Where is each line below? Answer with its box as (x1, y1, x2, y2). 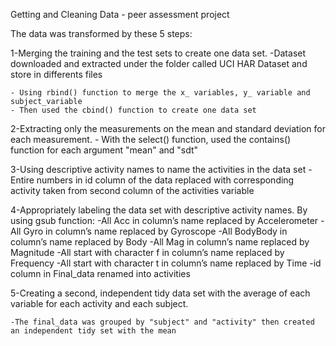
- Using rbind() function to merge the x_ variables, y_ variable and (10, 88, 311, 98)
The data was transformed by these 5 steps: (10, 28, 193, 39)
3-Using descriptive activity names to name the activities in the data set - (10, 164, 313, 175)
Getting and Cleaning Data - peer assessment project (10, 9, 230, 20)
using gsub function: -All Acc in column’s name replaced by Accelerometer (10, 215, 319, 226)
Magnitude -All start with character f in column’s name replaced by (10, 247, 285, 258)
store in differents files (10, 69, 103, 80)
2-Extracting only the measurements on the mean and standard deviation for (10, 123, 327, 134)
